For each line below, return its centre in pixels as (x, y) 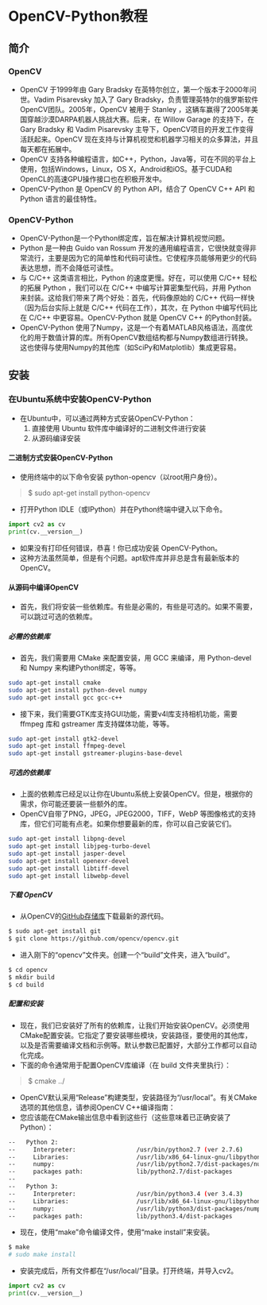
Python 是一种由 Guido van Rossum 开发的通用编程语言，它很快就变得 (135, 248)
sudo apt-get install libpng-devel (67, 839)
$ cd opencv (28, 970)
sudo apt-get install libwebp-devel (69, 876)
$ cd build (26, 985)
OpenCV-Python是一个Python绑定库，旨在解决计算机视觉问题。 (124, 238)
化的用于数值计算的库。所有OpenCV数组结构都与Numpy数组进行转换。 (136, 338)
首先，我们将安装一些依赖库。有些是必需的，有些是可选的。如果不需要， (138, 607)
